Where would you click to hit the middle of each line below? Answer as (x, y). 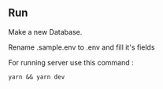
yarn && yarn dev (37, 77)
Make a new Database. (45, 32)
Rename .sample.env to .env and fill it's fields (81, 47)
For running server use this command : (71, 62)
